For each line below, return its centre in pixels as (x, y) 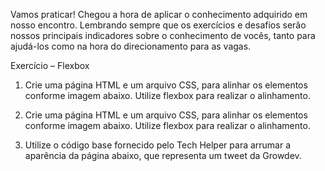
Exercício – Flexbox (50, 65)
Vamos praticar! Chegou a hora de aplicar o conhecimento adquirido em (159, 14)
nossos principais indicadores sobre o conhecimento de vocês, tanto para (163, 35)
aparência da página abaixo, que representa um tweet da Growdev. (163, 155)
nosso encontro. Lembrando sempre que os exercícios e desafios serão (158, 25)
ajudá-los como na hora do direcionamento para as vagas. (131, 46)
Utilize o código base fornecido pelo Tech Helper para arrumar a (158, 145)
